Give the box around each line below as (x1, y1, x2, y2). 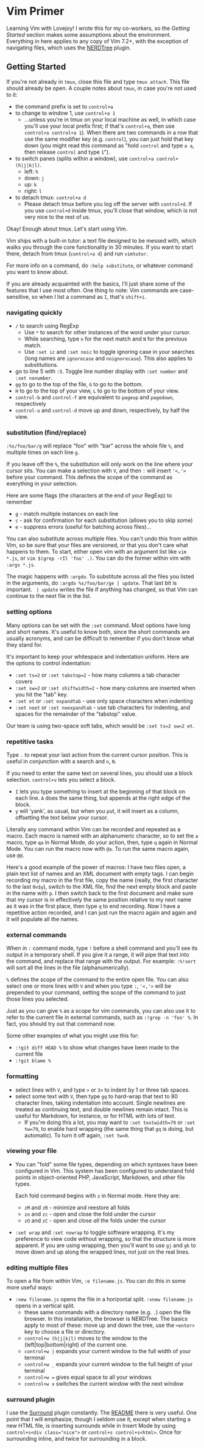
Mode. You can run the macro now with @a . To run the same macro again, (6, 845, 190, 852)
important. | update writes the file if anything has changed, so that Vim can (6, 586, 198, 594)
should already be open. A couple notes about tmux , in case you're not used (6, 84, 197, 92)
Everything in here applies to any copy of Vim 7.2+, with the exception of (6, 37, 189, 45)
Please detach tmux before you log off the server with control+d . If (24, 200, 192, 207)
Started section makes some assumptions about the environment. (6, 31, 172, 38)
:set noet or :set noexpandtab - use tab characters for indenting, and (15, 704, 191, 711)
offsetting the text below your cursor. (15, 814, 108, 821)
